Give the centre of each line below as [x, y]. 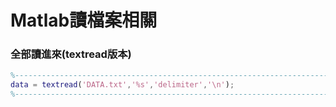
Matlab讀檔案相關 [84, 20]
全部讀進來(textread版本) [71, 54]
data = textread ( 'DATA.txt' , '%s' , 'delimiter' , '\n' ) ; [122, 85]
